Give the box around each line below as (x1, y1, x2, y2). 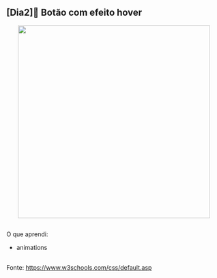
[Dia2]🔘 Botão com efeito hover (6, 7, 143, 18)
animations (16, 244, 48, 252)
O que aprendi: (6, 230, 48, 238)
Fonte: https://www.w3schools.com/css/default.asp (6, 263, 152, 271)
